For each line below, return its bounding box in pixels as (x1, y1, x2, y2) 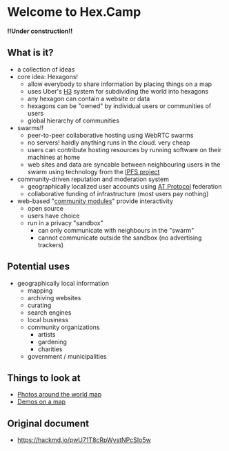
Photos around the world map (17, 390, 102, 399)
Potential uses (7, 261, 70, 273)
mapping (27, 286, 53, 295)
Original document (7, 417, 90, 429)
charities (37, 345, 63, 353)
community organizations (27, 323, 100, 331)
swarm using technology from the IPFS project (27, 167, 160, 176)
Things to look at (7, 372, 81, 384)
